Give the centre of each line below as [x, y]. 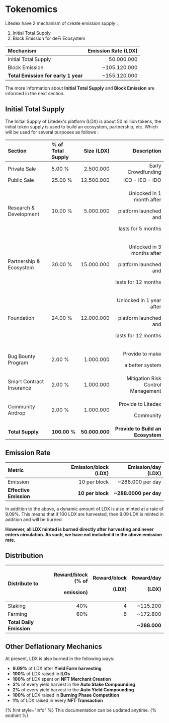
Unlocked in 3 [145, 247]
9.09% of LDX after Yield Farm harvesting [57, 669]
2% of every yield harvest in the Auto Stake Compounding [74, 684]
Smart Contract [26, 381]
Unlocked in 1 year [139, 300]
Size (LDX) [97, 151]
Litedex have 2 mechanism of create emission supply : [62, 23]
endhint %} [17, 715]
